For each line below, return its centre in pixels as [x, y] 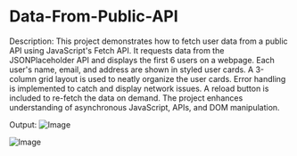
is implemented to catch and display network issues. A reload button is [139, 88]
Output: [23, 124]
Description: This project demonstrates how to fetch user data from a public [148, 41]
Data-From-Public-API [94, 16]
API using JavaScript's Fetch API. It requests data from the [117, 50]
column [23, 78]
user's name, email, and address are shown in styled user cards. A [132, 70]
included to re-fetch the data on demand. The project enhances [126, 98]
